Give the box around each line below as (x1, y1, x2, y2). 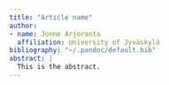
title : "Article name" (9, 12, 93, 22)
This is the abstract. (17, 63, 101, 72)
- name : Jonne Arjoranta (9, 29, 101, 38)
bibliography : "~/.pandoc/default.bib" (9, 46, 157, 55)
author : (9, 21, 38, 30)
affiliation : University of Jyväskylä (17, 37, 161, 47)
